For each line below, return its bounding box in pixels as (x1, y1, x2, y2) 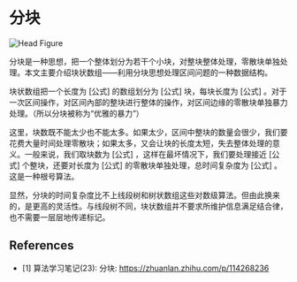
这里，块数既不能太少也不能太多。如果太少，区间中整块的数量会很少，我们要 (9, 126, 288, 137)
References (9, 238, 74, 253)
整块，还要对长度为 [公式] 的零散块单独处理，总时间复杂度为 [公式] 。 (29, 160, 283, 171)
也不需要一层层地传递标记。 (9, 211, 110, 222)
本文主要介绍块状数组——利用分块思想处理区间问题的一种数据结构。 (24, 67, 272, 78)
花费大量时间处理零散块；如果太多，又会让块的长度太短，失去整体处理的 (9, 138, 272, 149)
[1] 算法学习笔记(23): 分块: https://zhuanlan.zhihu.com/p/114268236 (21, 263, 270, 273)
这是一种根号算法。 (9, 171, 80, 181)
